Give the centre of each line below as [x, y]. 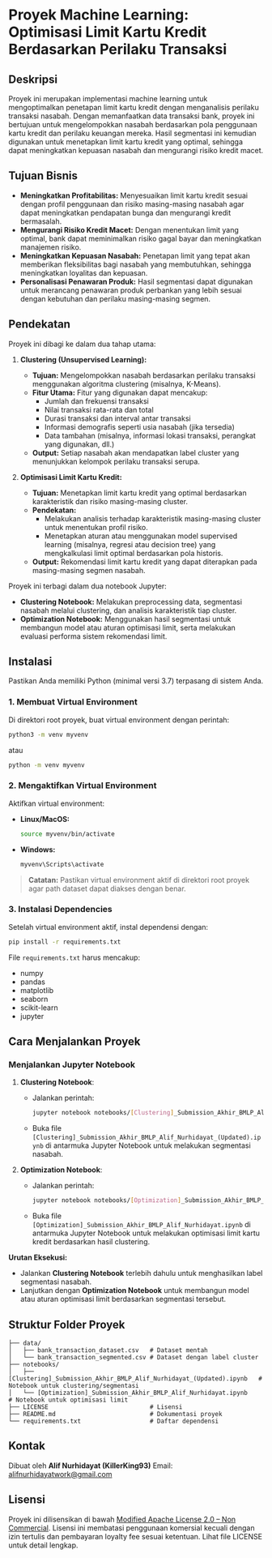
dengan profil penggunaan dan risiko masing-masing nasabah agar [132, 203]
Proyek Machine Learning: [99, 15]
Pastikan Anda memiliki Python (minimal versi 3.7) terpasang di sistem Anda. [136, 681]
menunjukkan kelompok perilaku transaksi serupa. [116, 461]
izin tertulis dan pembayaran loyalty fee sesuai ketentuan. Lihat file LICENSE [136, 1536]
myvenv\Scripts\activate [62, 864]
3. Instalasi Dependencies [60, 910]
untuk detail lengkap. [43, 1545]
